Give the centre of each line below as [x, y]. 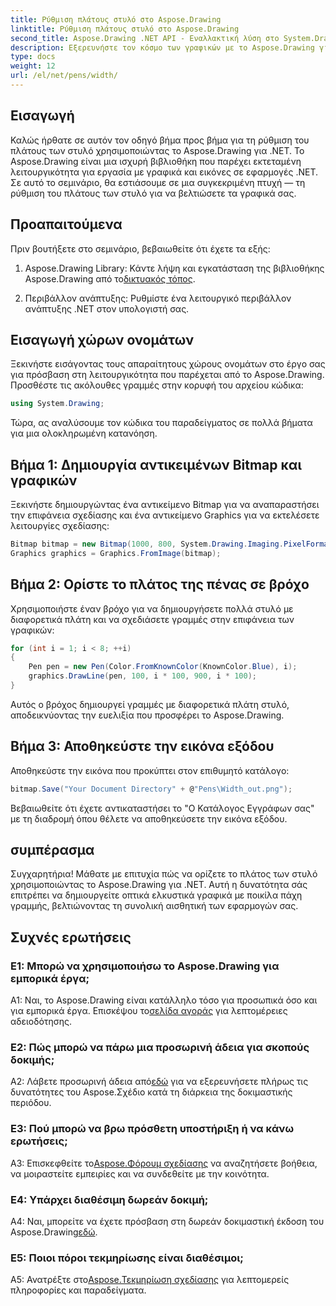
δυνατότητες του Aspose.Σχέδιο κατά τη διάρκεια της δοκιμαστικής [151, 1092]
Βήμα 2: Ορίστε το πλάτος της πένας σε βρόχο [160, 584]
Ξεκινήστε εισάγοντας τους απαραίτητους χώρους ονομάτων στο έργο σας [168, 364]
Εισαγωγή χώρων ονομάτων [102, 339]
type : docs [33, 57]
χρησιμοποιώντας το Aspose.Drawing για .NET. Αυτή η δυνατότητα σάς [159, 885]
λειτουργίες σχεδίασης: [60, 525]
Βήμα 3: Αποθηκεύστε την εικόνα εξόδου [142, 746]
